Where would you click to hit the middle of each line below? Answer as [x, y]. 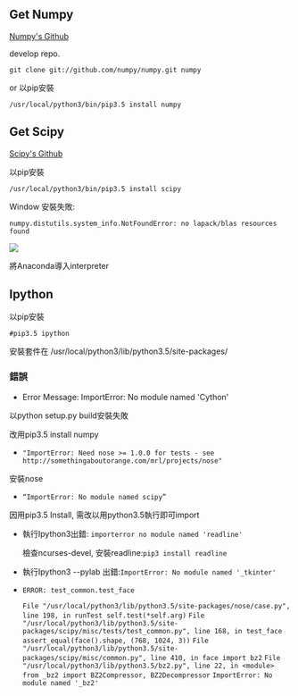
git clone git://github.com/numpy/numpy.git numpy [105, 70]
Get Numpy [41, 15]
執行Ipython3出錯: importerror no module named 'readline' [132, 533]
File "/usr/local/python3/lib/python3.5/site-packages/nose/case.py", [156, 606]
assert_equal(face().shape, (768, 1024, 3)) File [116, 641]
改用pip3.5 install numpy [54, 434]
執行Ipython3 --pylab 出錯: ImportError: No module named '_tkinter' [149, 572]
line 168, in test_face [238, 631]
